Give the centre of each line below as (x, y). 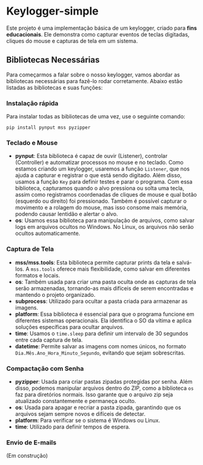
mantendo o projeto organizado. (55, 294)
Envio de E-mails (31, 443)
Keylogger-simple (52, 11)
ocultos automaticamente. (48, 233)
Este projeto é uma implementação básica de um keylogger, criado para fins (101, 28)
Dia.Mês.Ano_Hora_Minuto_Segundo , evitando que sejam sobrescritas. (100, 353)
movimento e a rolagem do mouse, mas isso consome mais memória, (101, 208)
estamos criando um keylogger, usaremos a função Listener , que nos (102, 169)
